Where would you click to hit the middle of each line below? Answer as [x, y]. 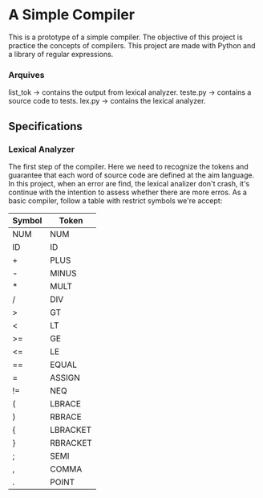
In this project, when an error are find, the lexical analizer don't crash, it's [129, 183]
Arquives [26, 75]
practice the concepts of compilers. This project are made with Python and [132, 45]
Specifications [45, 126]
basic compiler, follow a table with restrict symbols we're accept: [115, 200]
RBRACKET [71, 443]
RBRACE [65, 417]
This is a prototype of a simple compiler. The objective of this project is [125, 37]
